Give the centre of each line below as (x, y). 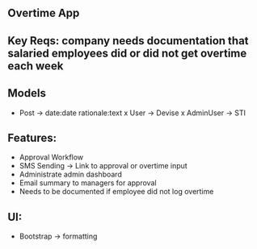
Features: (32, 137)
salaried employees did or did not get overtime (127, 53)
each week (36, 66)
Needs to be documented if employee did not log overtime (116, 192)
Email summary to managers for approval (88, 183)
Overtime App (44, 13)
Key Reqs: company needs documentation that (128, 41)
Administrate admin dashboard (70, 174)
